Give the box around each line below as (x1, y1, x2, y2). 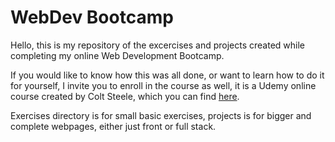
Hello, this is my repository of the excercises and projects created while (10, 39, 306, 51)
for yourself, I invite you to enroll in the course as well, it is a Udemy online (10, 79, 317, 91)
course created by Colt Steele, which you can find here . (10, 90, 240, 102)
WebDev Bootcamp (10, 6, 174, 29)
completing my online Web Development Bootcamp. (10, 49, 225, 61)
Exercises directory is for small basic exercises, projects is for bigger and (10, 109, 312, 121)
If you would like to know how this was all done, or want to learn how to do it (10, 69, 325, 81)
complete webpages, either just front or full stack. (10, 120, 217, 132)
